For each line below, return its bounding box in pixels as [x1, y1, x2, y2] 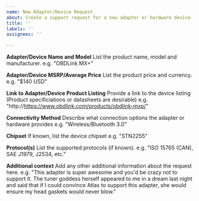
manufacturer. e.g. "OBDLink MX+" [6, 60, 94, 67]
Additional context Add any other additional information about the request [6, 162, 192, 170]
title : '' [6, 20, 31, 26]
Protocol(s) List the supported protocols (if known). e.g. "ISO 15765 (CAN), [6, 144, 194, 151]
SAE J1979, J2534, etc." [6, 151, 67, 158]
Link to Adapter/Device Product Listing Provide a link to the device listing [6, 90, 191, 97]
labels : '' [6, 25, 34, 32]
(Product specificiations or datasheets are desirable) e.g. [6, 96, 148, 104]
